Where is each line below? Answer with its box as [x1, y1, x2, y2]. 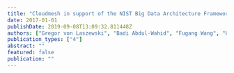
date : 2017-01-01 [7, 17, 58, 24]
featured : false [7, 49, 54, 56]
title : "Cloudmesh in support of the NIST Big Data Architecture [7, 10, 201, 17]
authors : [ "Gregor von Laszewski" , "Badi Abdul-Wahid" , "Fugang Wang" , [7, 29, 219, 37]
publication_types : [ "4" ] [7, 36, 82, 43]
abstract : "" [7, 42, 45, 49]
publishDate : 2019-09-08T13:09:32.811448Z [7, 23, 132, 30]
